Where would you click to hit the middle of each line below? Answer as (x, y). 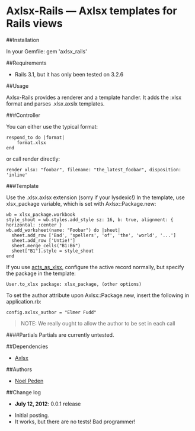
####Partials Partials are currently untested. (60, 335)
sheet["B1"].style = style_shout (53, 251)
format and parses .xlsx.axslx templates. (55, 103)
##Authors (19, 369)
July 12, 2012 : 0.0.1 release (48, 404)
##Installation (23, 40)
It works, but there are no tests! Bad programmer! (75, 422)
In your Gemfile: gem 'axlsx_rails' (47, 51)
